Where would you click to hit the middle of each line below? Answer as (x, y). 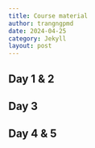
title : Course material (48, 16)
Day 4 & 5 (33, 134)
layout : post (30, 46)
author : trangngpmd (41, 23)
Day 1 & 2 (31, 79)
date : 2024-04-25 (37, 31)
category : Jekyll (37, 38)
